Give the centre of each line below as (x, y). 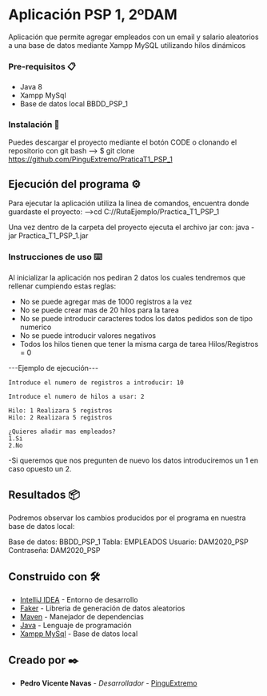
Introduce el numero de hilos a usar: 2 (77, 396)
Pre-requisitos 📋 (42, 66)
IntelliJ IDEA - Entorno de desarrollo (79, 600)
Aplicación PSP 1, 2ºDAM (93, 15)
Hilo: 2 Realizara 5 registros (60, 417)
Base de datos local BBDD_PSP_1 (74, 104)
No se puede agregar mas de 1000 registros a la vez (106, 301)
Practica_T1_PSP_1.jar (54, 236)
